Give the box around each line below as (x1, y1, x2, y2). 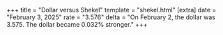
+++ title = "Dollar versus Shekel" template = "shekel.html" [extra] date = (6, 6, 217, 14)
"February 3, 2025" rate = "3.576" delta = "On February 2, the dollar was (6, 13, 215, 21)
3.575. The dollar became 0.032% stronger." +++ (6, 21, 148, 28)
